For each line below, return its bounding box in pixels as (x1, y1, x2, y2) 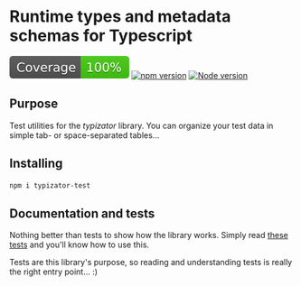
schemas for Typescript (9, 25, 193, 46)
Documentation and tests (9, 206, 155, 221)
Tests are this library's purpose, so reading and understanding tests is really (9, 257, 293, 268)
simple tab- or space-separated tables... (9, 129, 160, 141)
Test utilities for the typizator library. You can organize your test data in (9, 120, 274, 131)
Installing (9, 156, 63, 171)
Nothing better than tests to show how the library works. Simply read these (9, 230, 289, 241)
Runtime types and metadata (9, 6, 231, 27)
